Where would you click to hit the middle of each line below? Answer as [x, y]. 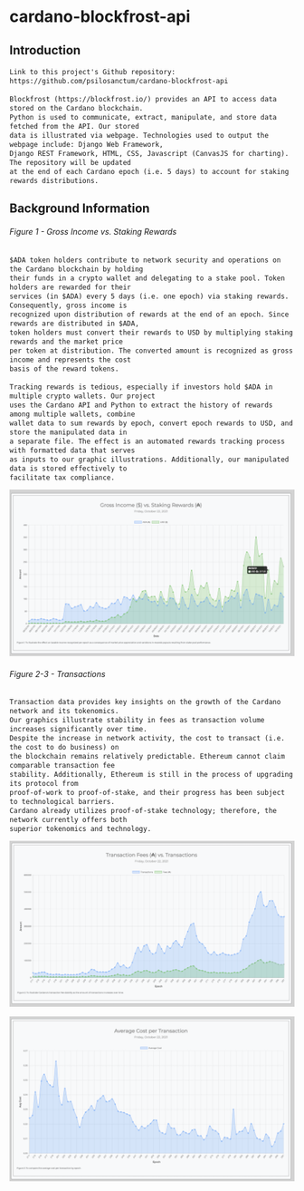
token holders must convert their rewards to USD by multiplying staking [152, 333]
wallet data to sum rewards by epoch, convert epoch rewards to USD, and [152, 423]
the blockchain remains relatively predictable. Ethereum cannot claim [147, 757]
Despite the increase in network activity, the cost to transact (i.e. [147, 739]
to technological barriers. [62, 802]
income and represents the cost [70, 360]
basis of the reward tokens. [64, 369]
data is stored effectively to [68, 469]
